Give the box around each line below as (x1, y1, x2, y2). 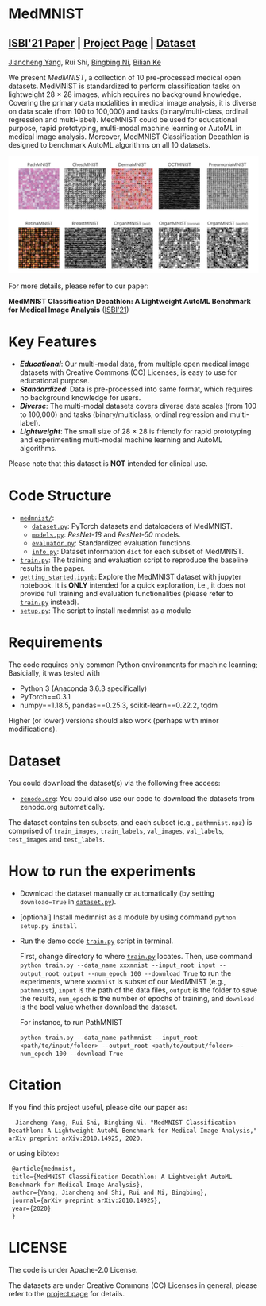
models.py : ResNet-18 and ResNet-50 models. (31, 530, 181, 540)
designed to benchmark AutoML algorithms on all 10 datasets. (8, 141, 211, 149)
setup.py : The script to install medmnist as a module (19, 606, 191, 615)
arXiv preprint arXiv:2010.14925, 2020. (8, 1135, 145, 1142)
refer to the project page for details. (8, 1289, 125, 1298)
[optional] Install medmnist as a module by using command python (19, 912, 237, 922)
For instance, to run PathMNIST (19, 1017, 123, 1027)
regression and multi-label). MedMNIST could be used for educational (8, 115, 237, 124)
